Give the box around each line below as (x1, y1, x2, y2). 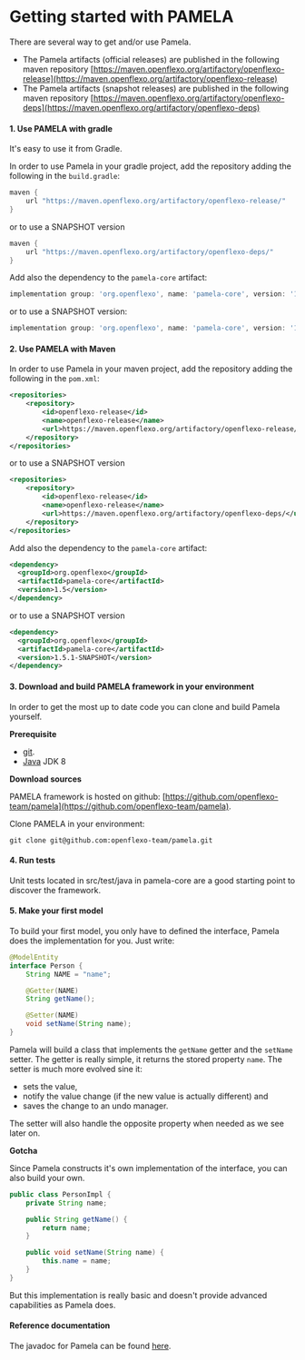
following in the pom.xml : (9, 373, 100, 384)
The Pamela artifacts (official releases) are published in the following (22, 54, 280, 64)
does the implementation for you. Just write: (9, 935, 175, 946)
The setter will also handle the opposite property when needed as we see (9, 1118, 284, 1128)
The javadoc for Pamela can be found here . (9, 1341, 172, 1352)
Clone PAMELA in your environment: (9, 818, 145, 829)
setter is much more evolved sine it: (9, 1063, 143, 1074)
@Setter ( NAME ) (25, 1010, 79, 1020)
